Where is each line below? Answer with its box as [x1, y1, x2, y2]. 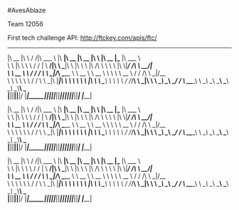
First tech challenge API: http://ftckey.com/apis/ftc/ [7, 33, 158, 42]
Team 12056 [7, 20, 44, 28]
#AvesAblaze [7, 6, 46, 14]
